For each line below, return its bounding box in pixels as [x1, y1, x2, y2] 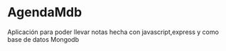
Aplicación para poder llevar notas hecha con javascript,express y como [7, 28, 219, 36]
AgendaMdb [7, 4, 82, 21]
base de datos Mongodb [7, 35, 80, 43]
